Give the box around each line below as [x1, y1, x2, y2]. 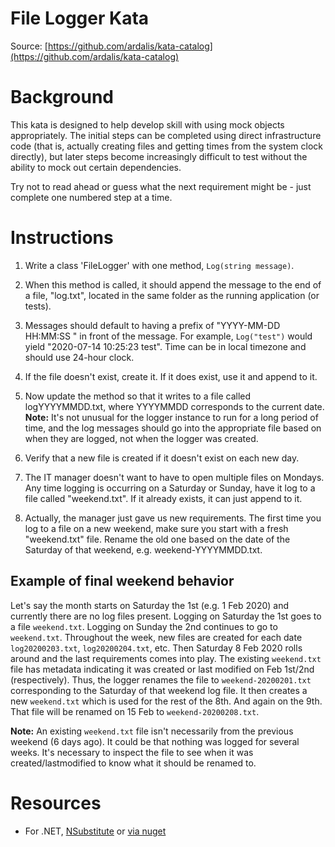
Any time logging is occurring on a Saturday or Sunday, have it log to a [24, 482, 316, 494]
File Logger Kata [10, 7, 150, 30]
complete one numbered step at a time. [10, 191, 173, 203]
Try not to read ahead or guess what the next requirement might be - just [10, 180, 312, 192]
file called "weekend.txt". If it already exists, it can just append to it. [24, 492, 303, 504]
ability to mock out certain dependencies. [10, 161, 182, 173]
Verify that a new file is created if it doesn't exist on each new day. [24, 452, 300, 464]
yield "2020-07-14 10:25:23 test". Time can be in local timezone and [24, 340, 307, 352]
